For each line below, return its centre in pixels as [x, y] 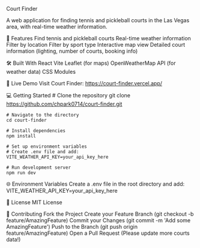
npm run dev [21, 173]
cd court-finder [26, 120]
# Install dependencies [36, 131]
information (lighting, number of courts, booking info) [72, 51]
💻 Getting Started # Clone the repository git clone [68, 95]
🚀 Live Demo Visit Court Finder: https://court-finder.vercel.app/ [84, 83]
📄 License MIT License [35, 202]
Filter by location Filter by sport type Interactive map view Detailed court [96, 45]
